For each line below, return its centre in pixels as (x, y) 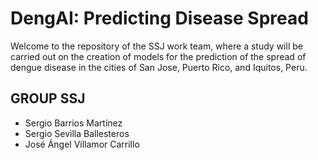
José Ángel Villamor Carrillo (82, 144)
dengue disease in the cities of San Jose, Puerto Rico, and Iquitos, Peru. (159, 67)
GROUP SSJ (48, 98)
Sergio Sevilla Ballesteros (77, 133)
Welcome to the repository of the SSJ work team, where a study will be (156, 46)
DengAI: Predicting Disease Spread (159, 18)
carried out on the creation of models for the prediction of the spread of (158, 56)
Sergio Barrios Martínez (73, 123)
